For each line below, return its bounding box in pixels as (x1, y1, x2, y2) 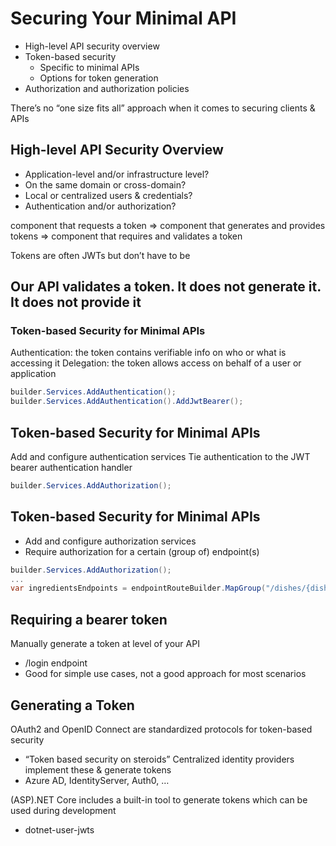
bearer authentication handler (10, 462, 133, 473)
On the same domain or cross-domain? (24, 178, 187, 191)
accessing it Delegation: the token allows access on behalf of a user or (10, 357, 302, 369)
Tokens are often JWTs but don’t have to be (10, 249, 191, 261)
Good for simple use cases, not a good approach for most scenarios (24, 668, 307, 680)
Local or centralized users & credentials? (24, 189, 193, 201)
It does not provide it (10, 294, 142, 311)
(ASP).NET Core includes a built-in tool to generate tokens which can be (10, 793, 308, 806)
